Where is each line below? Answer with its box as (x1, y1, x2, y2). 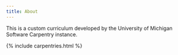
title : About (6, 8, 38, 15)
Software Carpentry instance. (6, 30, 78, 38)
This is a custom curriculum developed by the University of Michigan (6, 25, 173, 32)
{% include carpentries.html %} (6, 42, 83, 49)
